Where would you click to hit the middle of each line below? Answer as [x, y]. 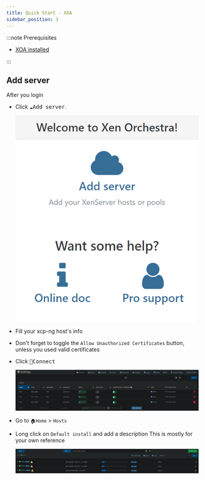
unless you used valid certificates [57, 349]
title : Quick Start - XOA [39, 13]
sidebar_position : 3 [33, 19]
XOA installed [32, 49]
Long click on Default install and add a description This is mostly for [104, 434]
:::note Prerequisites [31, 37]
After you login [25, 95]
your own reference [40, 440]
